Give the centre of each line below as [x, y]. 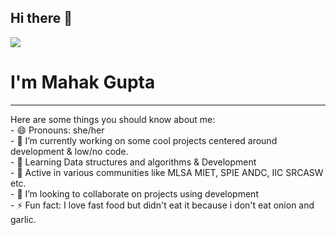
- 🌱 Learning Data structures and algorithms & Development [133, 162]
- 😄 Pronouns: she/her [57, 130]
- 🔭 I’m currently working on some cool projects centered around [144, 140]
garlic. [23, 219]
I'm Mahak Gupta [83, 82]
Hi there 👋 [41, 18]
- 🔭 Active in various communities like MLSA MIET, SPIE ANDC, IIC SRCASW [167, 172]
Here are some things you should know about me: [113, 119]
